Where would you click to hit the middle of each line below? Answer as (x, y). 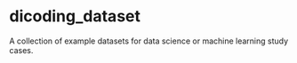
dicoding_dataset (75, 16)
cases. (21, 50)
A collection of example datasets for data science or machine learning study (149, 41)
